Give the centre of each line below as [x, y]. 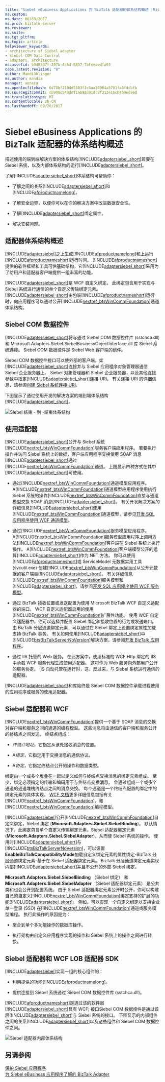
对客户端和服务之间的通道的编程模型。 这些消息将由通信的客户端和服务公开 [81, 728]
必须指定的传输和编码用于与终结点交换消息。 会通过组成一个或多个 [89, 782]
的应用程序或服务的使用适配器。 [37, 692]
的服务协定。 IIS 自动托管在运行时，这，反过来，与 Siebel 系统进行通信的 [86, 669]
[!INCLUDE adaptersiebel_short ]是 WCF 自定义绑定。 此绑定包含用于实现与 [80, 282]
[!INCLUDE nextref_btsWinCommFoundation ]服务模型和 [68, 580]
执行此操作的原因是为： [47, 915]
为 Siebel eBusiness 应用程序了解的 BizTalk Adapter [57, 1074]
